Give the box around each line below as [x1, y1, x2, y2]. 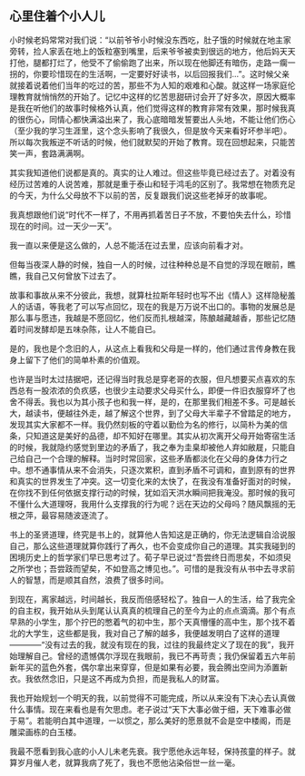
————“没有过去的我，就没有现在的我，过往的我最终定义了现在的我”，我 [9, 639, 288, 650]
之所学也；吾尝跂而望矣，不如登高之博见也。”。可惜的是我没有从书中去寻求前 [9, 563, 296, 574]
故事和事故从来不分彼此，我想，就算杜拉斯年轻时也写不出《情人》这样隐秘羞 [9, 290, 296, 300]
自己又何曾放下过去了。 [33, 270, 121, 281]
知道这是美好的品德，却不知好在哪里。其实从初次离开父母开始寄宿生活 [33, 430, 296, 441]
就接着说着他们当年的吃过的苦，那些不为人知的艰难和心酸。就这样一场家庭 [9, 80, 288, 91]
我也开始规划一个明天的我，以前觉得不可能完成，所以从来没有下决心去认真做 [9, 693, 296, 703]
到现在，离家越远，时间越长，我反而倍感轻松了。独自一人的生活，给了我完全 [9, 594, 296, 604]
